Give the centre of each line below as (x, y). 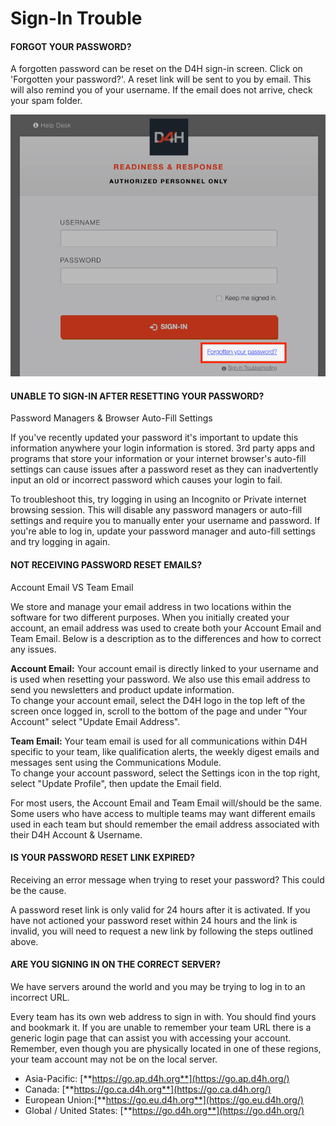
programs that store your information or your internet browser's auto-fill (158, 459)
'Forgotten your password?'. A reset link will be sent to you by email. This (161, 79)
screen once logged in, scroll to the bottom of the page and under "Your (159, 711)
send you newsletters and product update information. (122, 689)
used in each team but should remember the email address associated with (165, 824)
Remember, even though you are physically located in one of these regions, (166, 1048)
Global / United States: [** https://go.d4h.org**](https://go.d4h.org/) (164, 1110)
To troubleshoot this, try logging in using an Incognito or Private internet (158, 499)
